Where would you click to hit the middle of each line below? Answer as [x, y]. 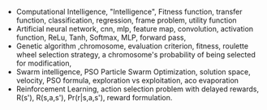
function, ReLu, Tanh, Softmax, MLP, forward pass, [101, 37]
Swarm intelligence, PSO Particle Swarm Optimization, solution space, [133, 72]
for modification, [44, 63]
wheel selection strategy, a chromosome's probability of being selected [136, 55]
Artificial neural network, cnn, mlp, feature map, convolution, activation [135, 29]
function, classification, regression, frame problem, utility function [126, 20]
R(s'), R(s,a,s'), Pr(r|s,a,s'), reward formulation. [94, 97]
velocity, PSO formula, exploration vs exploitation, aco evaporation [127, 80]
